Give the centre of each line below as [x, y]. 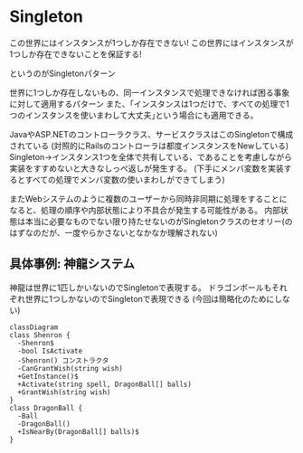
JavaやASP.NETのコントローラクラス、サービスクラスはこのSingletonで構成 [151, 134]
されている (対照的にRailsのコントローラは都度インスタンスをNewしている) [149, 146]
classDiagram [34, 327]
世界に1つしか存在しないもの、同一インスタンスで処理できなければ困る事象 [150, 92]
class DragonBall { [46, 408]
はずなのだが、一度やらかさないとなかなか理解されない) [114, 232]
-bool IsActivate [50, 351]
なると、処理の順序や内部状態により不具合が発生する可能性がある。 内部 [145, 210]
